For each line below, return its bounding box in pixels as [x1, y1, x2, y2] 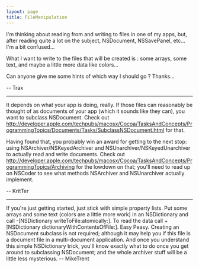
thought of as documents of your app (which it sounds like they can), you [6, 108, 185, 115]
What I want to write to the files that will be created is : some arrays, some [6, 55, 187, 62]
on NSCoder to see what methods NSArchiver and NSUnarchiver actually [6, 169, 185, 176]
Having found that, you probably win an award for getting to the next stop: [6, 138, 187, 145]
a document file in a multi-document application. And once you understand [6, 236, 190, 243]
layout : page [6, 8, 38, 15]
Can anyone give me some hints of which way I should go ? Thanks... [6, 72, 175, 80]
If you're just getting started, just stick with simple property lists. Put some [6, 204, 188, 212]
